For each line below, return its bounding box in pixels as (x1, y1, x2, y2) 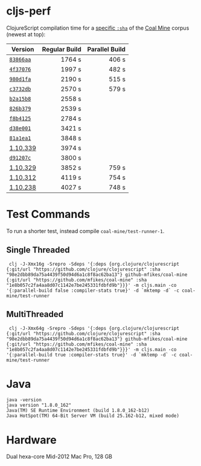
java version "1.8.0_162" (6, 402, 71, 409)
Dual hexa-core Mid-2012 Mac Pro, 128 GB (6, 453, 113, 461)
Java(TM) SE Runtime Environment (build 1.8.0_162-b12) (6, 407, 150, 414)
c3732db (9, 85, 31, 92)
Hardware (6, 433, 57, 447)
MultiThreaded (6, 309, 64, 320)
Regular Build (42, 45, 81, 53)
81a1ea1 (9, 134, 31, 142)
